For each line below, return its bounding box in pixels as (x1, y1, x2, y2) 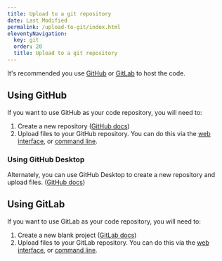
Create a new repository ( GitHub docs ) (17, 121, 130, 130)
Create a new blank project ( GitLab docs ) (17, 231, 137, 239)
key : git (13, 37, 39, 44)
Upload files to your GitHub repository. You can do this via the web (17, 129, 211, 138)
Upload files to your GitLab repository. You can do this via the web (17, 238, 209, 247)
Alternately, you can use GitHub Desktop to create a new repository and (7, 170, 216, 178)
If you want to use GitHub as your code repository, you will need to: (7, 108, 202, 116)
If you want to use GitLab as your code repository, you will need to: (7, 217, 202, 226)
